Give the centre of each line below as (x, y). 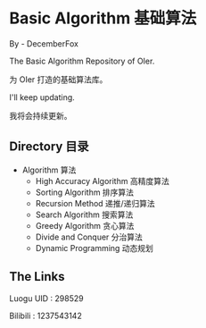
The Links (37, 277)
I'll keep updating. (42, 97)
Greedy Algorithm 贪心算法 (85, 225)
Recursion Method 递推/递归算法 (95, 203)
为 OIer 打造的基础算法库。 (58, 79)
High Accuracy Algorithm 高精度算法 (102, 181)
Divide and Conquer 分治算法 (89, 237)
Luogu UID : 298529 (46, 298)
